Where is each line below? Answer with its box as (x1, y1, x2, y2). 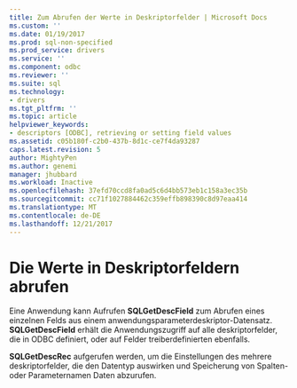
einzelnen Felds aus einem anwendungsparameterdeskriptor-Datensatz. (9, 315, 273, 326)
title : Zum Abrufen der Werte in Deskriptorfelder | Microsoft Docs (9, 12, 268, 22)
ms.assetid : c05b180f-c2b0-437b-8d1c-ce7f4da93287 (9, 137, 200, 146)
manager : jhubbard (9, 170, 77, 178)
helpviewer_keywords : (9, 121, 90, 130)
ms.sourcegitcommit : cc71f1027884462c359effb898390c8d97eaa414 (9, 194, 248, 204)
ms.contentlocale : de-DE (9, 210, 101, 220)
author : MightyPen (9, 153, 77, 162)
